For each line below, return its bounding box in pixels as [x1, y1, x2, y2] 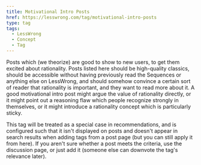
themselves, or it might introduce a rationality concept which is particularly [6, 103, 191, 110]
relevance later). [6, 152, 47, 160]
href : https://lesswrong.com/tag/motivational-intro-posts [6, 14, 157, 20]
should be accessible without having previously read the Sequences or [6, 71, 182, 78]
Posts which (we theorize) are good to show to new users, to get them [6, 58, 180, 66]
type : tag [6, 20, 31, 26]
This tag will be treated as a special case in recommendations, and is [6, 121, 177, 128]
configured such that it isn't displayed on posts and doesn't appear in [6, 127, 178, 135]
